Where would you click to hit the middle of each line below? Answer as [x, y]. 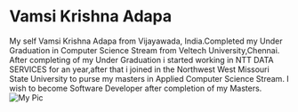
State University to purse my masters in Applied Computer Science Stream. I [149, 78]
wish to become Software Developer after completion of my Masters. [136, 88]
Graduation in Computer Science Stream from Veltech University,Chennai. [145, 50]
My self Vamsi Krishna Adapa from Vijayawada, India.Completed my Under [146, 41]
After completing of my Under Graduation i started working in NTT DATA [141, 60]
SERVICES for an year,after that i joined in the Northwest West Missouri [139, 69]
